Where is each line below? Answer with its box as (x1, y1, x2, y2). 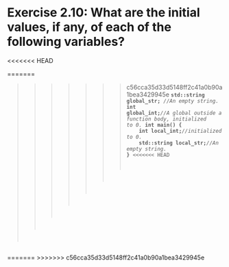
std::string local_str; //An (138, 139, 219, 147)
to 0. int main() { (126, 121, 182, 128)
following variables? (7, 34, 125, 49)
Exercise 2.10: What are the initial (7, 5, 200, 21)
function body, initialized (126, 115, 207, 123)
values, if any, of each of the (7, 19, 171, 35)
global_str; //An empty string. (126, 97, 219, 104)
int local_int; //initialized (138, 127, 222, 134)
